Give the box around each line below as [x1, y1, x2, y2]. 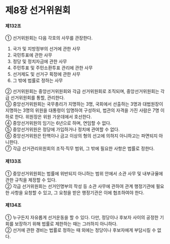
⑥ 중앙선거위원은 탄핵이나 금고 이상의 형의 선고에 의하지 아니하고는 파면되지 [5, 133, 158, 139]
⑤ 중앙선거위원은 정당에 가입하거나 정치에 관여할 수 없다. [5, 127, 120, 133]
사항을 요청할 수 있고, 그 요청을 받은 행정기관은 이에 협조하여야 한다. [10, 189, 145, 196]
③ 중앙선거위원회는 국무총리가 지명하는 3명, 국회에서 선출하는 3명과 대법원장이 [5, 101, 163, 107]
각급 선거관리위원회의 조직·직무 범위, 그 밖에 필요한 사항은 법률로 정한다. [12, 145, 155, 151]
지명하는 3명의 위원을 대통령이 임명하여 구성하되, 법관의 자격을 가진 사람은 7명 [5, 107, 160, 113]
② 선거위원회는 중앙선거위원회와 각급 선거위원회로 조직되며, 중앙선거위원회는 [5, 88, 160, 95]
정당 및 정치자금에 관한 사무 [12, 58, 67, 65]
